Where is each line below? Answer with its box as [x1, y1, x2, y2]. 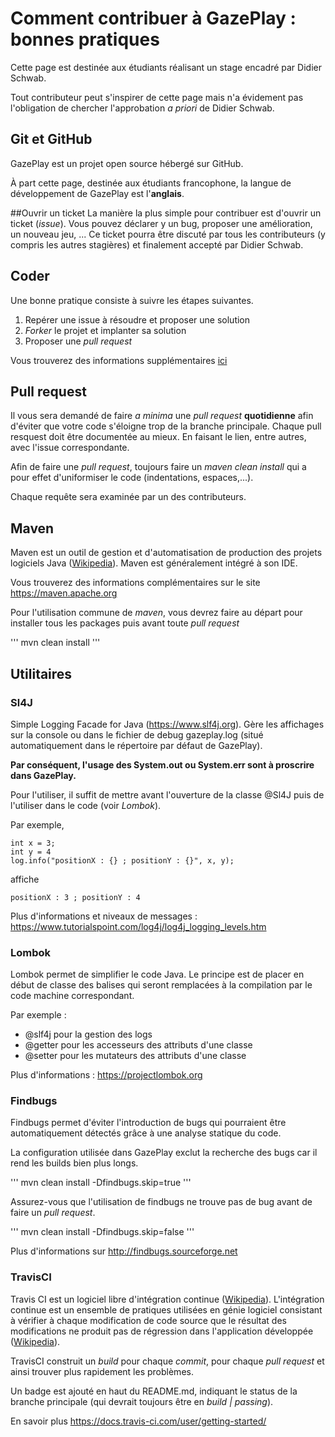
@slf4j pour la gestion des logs [24, 1028, 153, 1041]
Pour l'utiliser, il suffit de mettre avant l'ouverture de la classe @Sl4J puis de [10, 788, 325, 801]
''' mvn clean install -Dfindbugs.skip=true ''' [10, 1177, 192, 1189]
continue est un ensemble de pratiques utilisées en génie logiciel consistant [10, 1303, 323, 1316]
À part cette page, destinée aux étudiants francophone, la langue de [10, 177, 292, 189]
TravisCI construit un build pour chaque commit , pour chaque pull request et [10, 1355, 325, 1367]
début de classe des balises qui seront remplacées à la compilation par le [10, 979, 313, 991]
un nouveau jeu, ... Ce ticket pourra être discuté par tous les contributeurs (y [10, 228, 326, 240]
